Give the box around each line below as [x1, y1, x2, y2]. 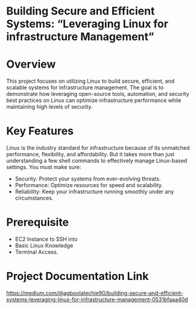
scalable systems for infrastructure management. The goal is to [6, 84, 164, 91]
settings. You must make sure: [6, 164, 81, 171]
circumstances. [14, 194, 54, 202]
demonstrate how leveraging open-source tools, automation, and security [6, 91, 189, 98]
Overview [6, 57, 56, 71]
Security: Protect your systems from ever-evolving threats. [14, 175, 161, 182]
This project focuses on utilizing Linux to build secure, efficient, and [6, 77, 175, 85]
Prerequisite [6, 215, 69, 229]
